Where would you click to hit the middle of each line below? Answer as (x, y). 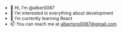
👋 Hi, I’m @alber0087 (32, 8)
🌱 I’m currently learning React (41, 18)
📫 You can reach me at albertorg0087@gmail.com (63, 24)
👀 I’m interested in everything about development (62, 13)
